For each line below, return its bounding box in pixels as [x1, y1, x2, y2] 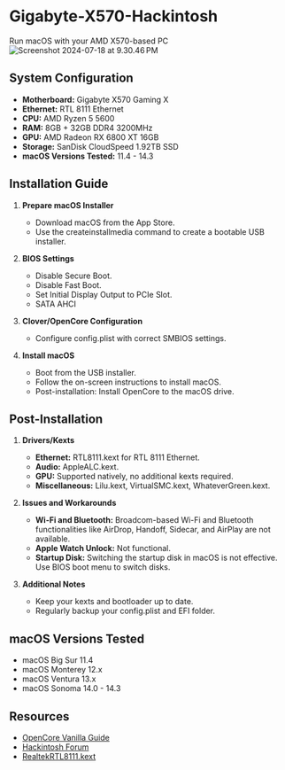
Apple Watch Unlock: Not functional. [35, 543, 171, 554]
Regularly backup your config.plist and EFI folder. [35, 605, 215, 617]
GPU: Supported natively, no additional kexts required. [35, 471, 234, 482]
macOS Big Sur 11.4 [21, 655, 94, 665]
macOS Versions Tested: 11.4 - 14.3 [21, 151, 154, 161]
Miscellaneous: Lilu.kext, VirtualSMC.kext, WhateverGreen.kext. [35, 480, 271, 491]
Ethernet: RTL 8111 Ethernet [21, 104, 124, 114]
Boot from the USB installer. [35, 367, 137, 377]
